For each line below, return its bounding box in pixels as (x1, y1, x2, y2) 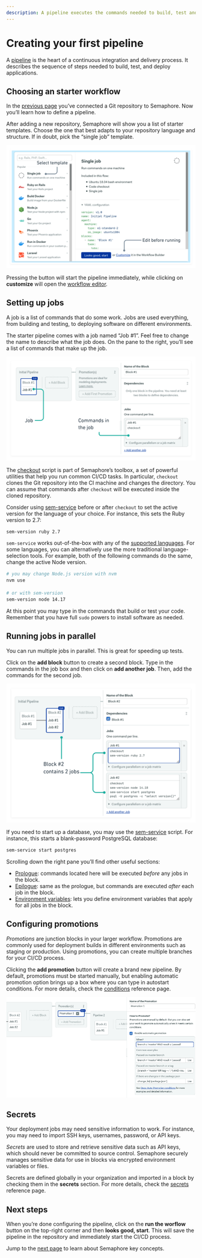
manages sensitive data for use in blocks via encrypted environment (6, 1156, 176, 1164)
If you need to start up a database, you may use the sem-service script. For (6, 828, 194, 835)
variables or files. (6, 1162, 49, 1170)
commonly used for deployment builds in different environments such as (6, 941, 186, 948)
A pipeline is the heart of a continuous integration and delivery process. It (6, 56, 188, 63)
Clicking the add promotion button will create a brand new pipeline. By (6, 966, 182, 973)
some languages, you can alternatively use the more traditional (6, 546, 162, 553)
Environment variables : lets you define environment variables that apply (14, 895, 193, 902)
